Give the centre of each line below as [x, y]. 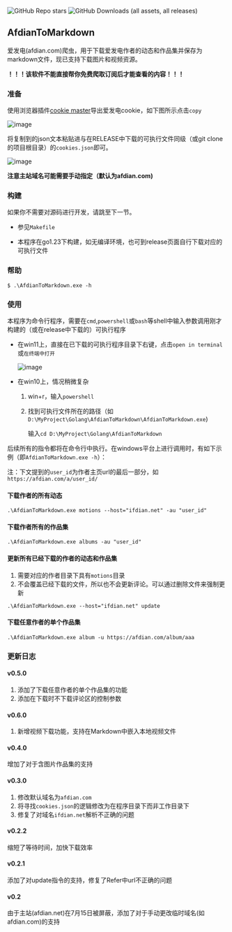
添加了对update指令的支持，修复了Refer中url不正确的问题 [90, 880]
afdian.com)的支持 [34, 922]
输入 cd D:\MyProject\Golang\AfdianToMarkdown [95, 434]
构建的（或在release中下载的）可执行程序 [67, 329]
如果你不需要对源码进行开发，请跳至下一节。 [71, 212]
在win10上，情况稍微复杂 [53, 381]
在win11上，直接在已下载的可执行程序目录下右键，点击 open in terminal [120, 344]
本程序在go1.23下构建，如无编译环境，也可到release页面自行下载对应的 [120, 242]
